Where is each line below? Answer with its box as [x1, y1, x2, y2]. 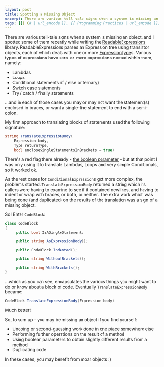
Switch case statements [12, 85, 61, 91]
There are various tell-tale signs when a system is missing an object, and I [5, 34, 154, 40]
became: [5, 289, 23, 295]
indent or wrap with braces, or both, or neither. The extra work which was [5, 192, 153, 197]
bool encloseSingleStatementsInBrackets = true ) [14, 147, 115, 153]
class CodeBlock [5, 221, 38, 226]
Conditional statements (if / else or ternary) [12, 80, 99, 86]
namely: [5, 60, 21, 66]
